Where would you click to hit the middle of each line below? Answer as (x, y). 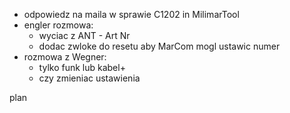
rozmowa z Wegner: (65, 57)
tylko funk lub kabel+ (82, 67)
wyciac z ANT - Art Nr (84, 35)
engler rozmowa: (58, 25)
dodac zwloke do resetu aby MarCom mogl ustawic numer (159, 46)
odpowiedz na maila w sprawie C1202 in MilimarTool (131, 14)
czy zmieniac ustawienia (89, 78)
